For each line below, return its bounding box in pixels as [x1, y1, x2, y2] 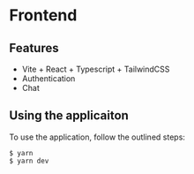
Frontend [9, 5, 78, 26]
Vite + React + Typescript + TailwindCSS [21, 64, 170, 74]
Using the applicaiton [9, 108, 130, 124]
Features [9, 41, 59, 56]
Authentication [21, 73, 76, 84]
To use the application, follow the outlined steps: [9, 132, 185, 142]
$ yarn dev [9, 156, 49, 165]
